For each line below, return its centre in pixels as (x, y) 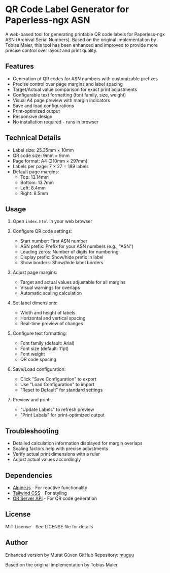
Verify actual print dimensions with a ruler (56, 454)
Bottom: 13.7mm (37, 182)
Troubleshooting (32, 431)
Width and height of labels (48, 313)
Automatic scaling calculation (51, 293)
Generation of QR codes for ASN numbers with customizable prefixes (85, 78)
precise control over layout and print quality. (52, 50)
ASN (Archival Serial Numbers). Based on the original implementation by (81, 40)
